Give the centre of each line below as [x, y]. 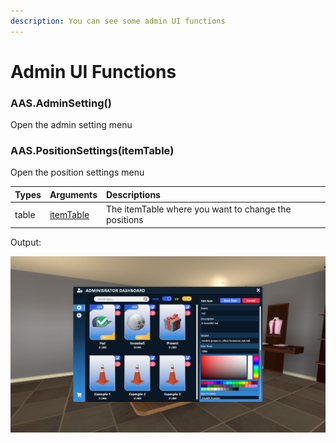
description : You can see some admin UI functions [118, 21]
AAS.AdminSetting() [61, 103]
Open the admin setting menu [71, 125]
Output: [26, 242]
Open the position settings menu [77, 172]
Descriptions [133, 194]
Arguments [73, 194]
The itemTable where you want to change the [198, 209]
